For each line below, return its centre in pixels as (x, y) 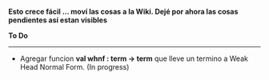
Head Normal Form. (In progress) (74, 67)
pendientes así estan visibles (58, 20)
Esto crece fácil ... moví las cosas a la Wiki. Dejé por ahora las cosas (123, 12)
